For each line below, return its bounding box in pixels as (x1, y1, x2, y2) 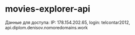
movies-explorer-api (5, 3, 91, 15)
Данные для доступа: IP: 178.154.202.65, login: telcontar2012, (5, 19, 131, 25)
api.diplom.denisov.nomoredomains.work (5, 24, 88, 30)
